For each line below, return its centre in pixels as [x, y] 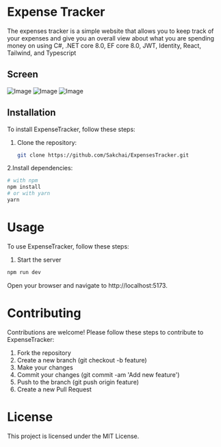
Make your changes [45, 367]
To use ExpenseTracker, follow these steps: [68, 246]
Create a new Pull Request [54, 389]
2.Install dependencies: [40, 168]
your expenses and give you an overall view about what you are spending [110, 38]
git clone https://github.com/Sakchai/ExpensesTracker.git [103, 155]
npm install [24, 187]
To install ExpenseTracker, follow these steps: [71, 129]
